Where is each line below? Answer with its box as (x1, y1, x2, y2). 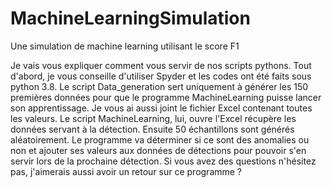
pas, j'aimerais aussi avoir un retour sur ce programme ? (10, 165, 243, 177)
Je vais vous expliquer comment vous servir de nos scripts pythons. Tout (10, 59, 312, 71)
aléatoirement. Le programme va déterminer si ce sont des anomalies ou (10, 133, 310, 146)
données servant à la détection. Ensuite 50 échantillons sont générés (10, 123, 295, 135)
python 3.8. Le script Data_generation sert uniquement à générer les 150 (10, 80, 309, 92)
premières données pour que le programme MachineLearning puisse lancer (10, 91, 322, 103)
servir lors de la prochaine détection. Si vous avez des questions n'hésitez (10, 155, 317, 167)
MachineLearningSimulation (10, 7, 251, 30)
